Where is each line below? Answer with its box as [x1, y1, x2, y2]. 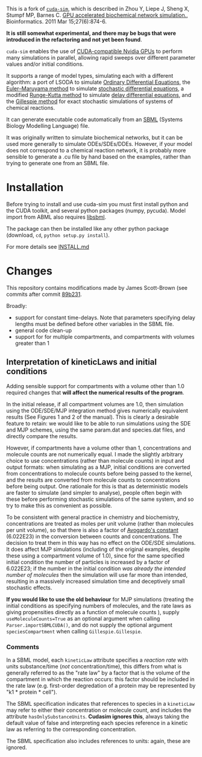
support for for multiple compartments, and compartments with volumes [14, 333, 195, 340]
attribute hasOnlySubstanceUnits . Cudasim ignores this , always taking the [6, 712, 189, 720]
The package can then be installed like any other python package [6, 225, 169, 232]
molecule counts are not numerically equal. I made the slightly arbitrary [6, 450, 183, 457]
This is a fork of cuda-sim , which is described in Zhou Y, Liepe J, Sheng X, [6, 5, 190, 12]
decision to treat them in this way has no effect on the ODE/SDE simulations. [6, 539, 196, 546]
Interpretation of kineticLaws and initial [6, 357, 157, 367]
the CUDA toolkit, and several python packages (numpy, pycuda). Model [6, 207, 186, 214]
